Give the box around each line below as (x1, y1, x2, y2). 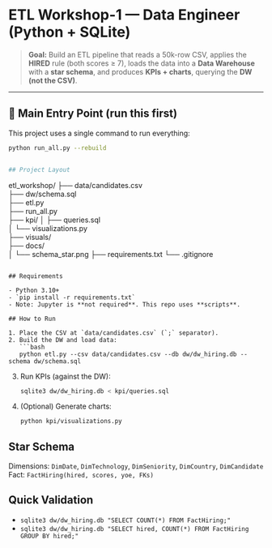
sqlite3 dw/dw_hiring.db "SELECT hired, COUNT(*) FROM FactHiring (19, 524, 249, 533)
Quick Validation (8, 493, 94, 507)
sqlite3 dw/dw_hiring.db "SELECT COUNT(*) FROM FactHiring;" (19, 516, 232, 524)
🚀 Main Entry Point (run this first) (8, 107, 178, 121)
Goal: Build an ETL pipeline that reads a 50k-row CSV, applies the (28, 49, 247, 59)
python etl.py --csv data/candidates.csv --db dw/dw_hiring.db (19, 350, 237, 358)
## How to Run (8, 315, 57, 323)
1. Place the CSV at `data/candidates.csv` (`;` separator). (8, 328, 219, 337)
